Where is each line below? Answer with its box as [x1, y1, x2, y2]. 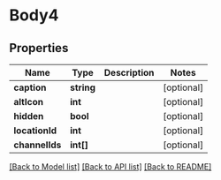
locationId [13, 124, 57, 137]
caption [13, 81, 47, 94]
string [70, 81, 95, 94]
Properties [9, 41, 69, 56]
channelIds [13, 139, 62, 151]
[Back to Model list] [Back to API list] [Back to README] [9, 161, 212, 172]
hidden [13, 110, 44, 122]
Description [103, 67, 155, 79]
